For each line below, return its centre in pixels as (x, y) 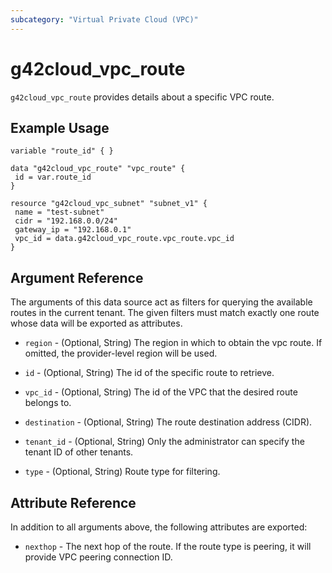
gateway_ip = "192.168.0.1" (73, 230)
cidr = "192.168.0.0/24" (66, 221)
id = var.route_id (53, 177)
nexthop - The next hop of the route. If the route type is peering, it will (168, 546)
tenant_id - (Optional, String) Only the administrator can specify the (164, 442)
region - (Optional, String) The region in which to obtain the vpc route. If (173, 343)
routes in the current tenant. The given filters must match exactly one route (165, 313)
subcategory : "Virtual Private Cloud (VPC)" (104, 19)
